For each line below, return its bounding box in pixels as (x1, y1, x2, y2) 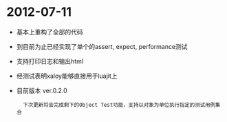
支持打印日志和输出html (16, 57, 84, 65)
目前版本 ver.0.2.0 (16, 86, 68, 94)
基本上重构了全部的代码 (16, 28, 83, 36)
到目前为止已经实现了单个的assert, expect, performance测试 (16, 42, 188, 50)
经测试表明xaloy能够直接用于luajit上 (16, 72, 118, 80)
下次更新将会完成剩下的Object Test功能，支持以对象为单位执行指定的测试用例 (23, 101, 216, 108)
